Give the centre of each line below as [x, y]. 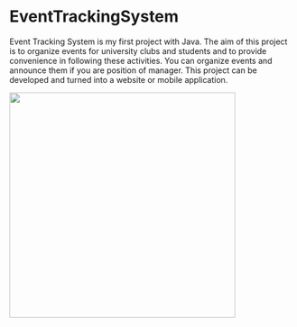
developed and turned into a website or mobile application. [119, 79]
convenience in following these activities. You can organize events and [141, 60]
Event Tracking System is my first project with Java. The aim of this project [148, 41]
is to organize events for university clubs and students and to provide [138, 50]
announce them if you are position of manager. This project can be [133, 70]
